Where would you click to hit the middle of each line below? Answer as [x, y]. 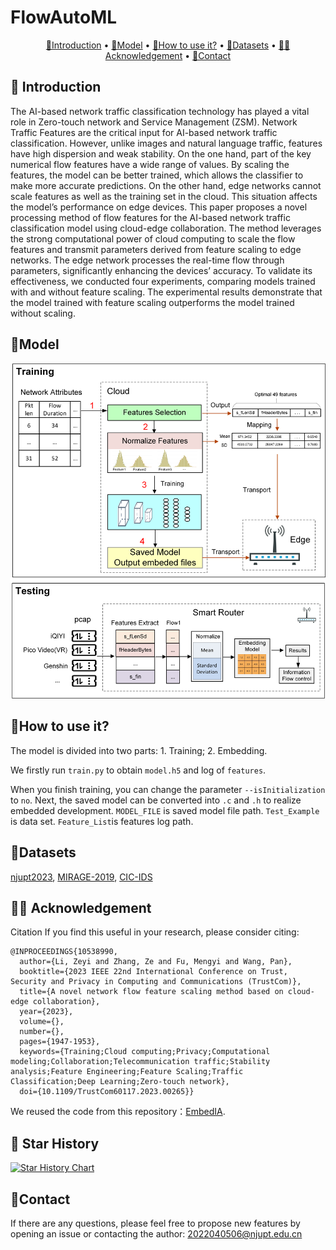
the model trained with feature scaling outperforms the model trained [152, 302]
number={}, [42, 1032]
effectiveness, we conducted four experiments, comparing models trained [163, 281]
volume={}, [42, 1022]
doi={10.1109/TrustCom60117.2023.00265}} [107, 1092]
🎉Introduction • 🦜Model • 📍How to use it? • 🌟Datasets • [161, 45]
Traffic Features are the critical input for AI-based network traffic [144, 132]
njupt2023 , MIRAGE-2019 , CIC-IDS [81, 877]
